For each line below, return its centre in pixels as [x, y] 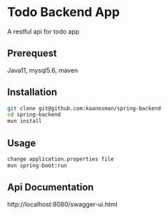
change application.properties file [61, 159]
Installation [32, 92]
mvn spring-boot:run [37, 165]
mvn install [24, 121]
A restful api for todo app [43, 31]
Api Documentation [51, 187]
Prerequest [32, 53]
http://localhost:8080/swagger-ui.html [62, 204]
